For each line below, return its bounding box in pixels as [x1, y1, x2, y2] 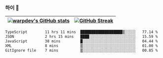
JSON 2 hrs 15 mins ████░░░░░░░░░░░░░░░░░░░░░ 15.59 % [5, 34, 158, 39]
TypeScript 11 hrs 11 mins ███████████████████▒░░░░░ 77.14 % [5, 29, 158, 35]
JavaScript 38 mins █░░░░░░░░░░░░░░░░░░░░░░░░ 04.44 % [5, 39, 158, 44]
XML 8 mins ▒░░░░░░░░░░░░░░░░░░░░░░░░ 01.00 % [5, 43, 158, 48]
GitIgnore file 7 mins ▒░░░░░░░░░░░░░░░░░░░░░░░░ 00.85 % [5, 48, 158, 53]
